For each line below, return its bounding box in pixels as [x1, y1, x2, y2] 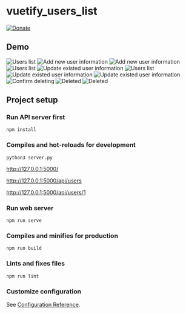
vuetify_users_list [6, 4, 98, 18]
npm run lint [6, 273, 39, 279]
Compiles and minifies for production [6, 232, 118, 240]
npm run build [6, 246, 42, 252]
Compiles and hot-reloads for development [6, 141, 136, 149]
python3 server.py [6, 155, 53, 161]
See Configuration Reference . [6, 301, 81, 308]
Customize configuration [6, 287, 82, 295]
